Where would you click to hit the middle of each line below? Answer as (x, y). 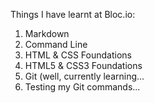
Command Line (56, 44)
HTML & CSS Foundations (78, 55)
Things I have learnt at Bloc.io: (73, 14)
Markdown (47, 33)
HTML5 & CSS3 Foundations (83, 65)
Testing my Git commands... (82, 87)
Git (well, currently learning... (84, 76)
